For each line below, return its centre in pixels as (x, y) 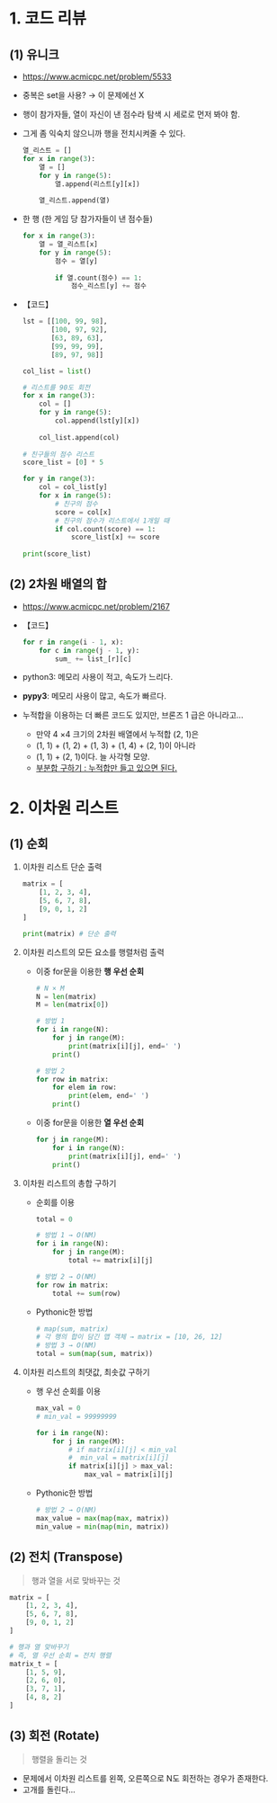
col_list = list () (57, 371)
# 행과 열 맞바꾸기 (39, 1647)
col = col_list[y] (73, 487)
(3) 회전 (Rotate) (55, 1736)
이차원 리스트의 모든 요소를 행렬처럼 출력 (93, 952)
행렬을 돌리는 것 (59, 1759)
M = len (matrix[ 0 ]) (72, 1005)
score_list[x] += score (115, 537)
